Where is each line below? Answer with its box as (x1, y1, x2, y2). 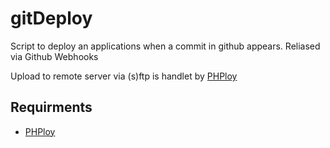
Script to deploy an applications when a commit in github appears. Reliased (10, 40, 321, 52)
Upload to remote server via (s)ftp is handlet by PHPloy (10, 70, 238, 82)
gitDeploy (10, 7, 93, 30)
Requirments (10, 99, 93, 116)
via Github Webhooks (10, 50, 99, 62)
